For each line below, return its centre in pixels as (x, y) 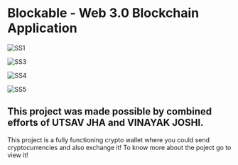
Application (42, 28)
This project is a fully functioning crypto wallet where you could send (108, 139)
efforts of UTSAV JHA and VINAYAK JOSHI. (106, 123)
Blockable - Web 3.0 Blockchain (103, 13)
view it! (18, 155)
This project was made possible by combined (110, 112)
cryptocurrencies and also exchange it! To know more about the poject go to (119, 147)
